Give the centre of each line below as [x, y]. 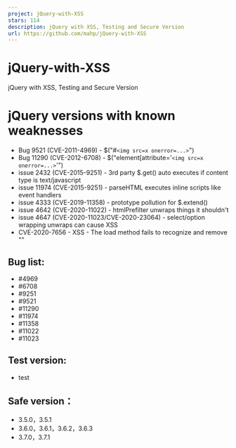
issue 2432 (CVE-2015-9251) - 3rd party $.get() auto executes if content [123, 173]
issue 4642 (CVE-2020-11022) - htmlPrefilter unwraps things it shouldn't [123, 210]
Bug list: [26, 262]
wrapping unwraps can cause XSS [68, 225]
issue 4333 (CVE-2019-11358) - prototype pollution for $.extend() [113, 203]
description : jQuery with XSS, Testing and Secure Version [96, 27]
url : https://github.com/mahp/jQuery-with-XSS [77, 33]
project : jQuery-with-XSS [46, 14]
